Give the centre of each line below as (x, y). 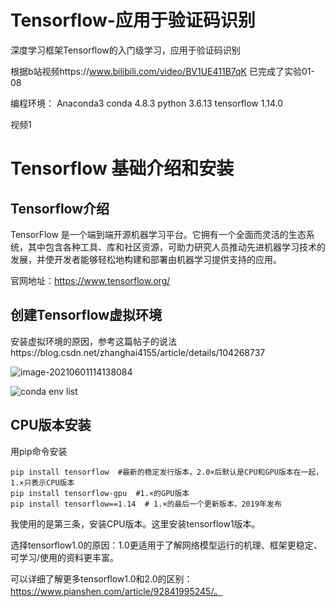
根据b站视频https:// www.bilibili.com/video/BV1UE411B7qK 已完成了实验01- (162, 71)
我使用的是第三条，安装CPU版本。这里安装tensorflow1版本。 (135, 523)
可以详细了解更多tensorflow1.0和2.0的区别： (101, 578)
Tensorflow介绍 (60, 208)
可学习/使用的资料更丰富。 (65, 557)
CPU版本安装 (51, 425)
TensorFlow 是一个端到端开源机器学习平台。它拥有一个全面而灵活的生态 (158, 234)
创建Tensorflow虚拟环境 (86, 315)
